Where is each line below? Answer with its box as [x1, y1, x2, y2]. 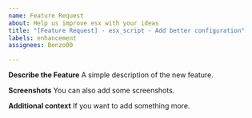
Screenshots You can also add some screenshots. [8, 85, 175, 96]
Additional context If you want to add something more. [8, 101, 190, 111]
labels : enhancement [8, 33, 78, 42]
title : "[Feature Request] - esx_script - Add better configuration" [8, 26, 246, 34]
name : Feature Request [8, 11, 84, 20]
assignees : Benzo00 [8, 41, 74, 49]
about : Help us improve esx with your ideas [8, 19, 159, 27]
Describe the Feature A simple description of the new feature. [8, 70, 214, 80]
